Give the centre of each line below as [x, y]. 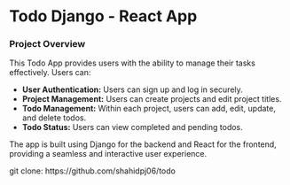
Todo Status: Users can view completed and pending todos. [133, 127]
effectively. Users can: [50, 73]
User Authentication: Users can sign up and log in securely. [133, 89]
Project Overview [47, 44]
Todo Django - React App [103, 16]
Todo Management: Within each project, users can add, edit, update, [149, 109]
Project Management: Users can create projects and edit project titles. [152, 99]
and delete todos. [54, 118]
